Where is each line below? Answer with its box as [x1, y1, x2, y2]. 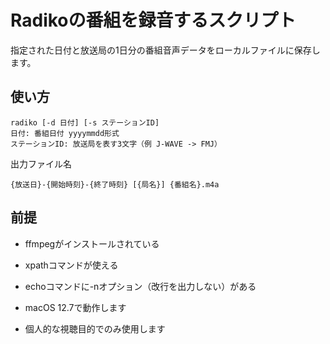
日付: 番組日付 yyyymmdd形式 [10, 128, 120, 138]
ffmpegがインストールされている [24, 237, 160, 250]
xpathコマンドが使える [24, 259, 119, 271]
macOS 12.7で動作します [24, 301, 127, 313]
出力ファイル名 [10, 157, 72, 170]
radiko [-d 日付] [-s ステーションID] [10, 117, 160, 128]
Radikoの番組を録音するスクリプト [10, 9, 297, 32]
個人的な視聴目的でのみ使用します [24, 322, 166, 335]
